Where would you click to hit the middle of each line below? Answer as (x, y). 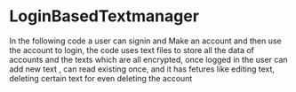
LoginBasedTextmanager (104, 16)
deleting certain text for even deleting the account (101, 78)
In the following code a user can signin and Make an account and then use (145, 41)
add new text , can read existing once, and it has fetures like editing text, (142, 69)
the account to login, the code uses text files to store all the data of (132, 50)
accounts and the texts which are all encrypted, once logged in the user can (148, 59)
